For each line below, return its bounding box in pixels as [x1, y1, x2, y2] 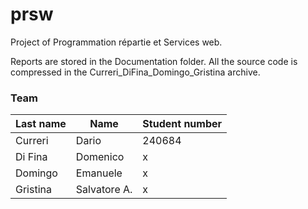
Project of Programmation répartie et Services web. [10, 36, 223, 48]
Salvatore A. [75, 183, 133, 197]
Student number [142, 117, 223, 131]
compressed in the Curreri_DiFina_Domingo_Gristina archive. [10, 66, 261, 78]
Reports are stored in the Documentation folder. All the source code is [10, 55, 298, 67]
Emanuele [75, 166, 123, 180]
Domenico [75, 150, 125, 164]
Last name [15, 117, 67, 131]
